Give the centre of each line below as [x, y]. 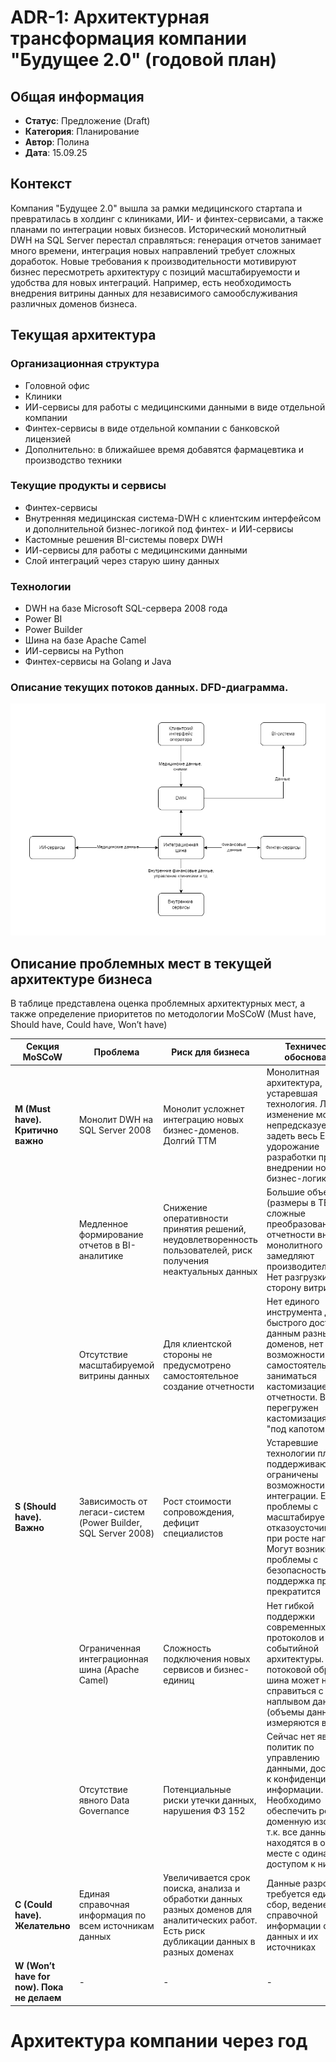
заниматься [291, 1376]
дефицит [181, 1522]
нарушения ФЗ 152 [204, 1810]
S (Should [35, 1507]
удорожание [293, 1146]
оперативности [196, 1218]
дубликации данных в [209, 1942]
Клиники [43, 396]
